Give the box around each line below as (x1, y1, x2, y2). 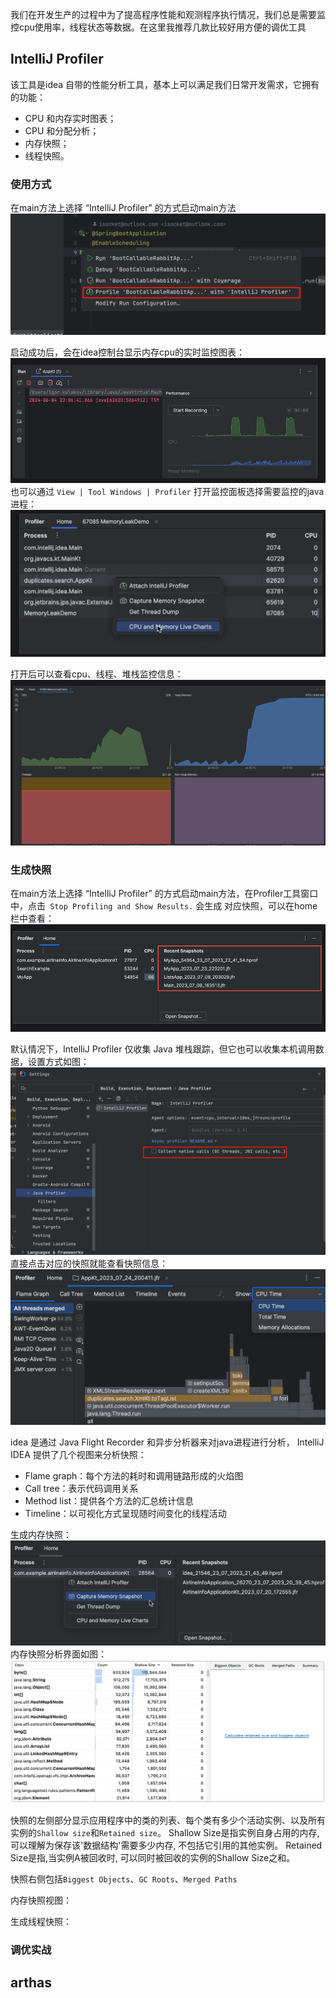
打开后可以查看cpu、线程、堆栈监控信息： (10, 668, 184, 680)
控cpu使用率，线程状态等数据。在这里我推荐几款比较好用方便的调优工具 (10, 21, 307, 33)
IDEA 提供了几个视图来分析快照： (10, 1449, 147, 1461)
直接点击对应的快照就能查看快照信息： (10, 1257, 168, 1269)
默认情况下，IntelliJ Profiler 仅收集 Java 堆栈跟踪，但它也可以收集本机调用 (10, 1043, 316, 1055)
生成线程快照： (10, 1916, 72, 1928)
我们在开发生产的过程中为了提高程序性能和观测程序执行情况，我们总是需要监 (10, 9, 326, 20)
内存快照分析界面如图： (10, 1648, 107, 1660)
